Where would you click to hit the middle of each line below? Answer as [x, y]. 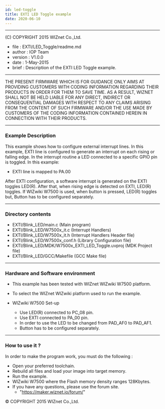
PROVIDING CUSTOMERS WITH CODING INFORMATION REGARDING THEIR [82, 87]
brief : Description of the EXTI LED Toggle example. [64, 68]
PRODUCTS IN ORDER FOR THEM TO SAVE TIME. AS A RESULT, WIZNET [79, 92]
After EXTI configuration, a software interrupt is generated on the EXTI [76, 181]
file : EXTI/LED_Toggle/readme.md [47, 47]
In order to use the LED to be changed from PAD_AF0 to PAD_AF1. [86, 323]
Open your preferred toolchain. [43, 366]
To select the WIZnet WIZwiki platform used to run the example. [77, 294]
